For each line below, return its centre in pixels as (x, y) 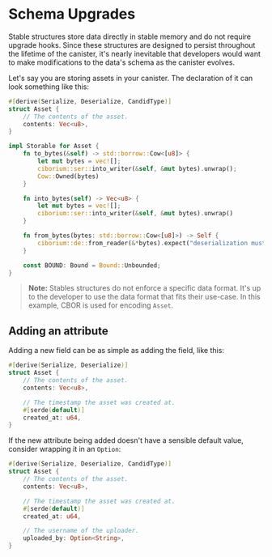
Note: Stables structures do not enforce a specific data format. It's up (144, 288)
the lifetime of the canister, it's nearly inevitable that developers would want (135, 53)
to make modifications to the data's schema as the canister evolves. (122, 62)
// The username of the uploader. (81, 531)
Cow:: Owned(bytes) (68, 176)
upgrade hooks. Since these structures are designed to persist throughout (132, 45)
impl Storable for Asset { (54, 147)
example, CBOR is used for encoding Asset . (101, 305)
